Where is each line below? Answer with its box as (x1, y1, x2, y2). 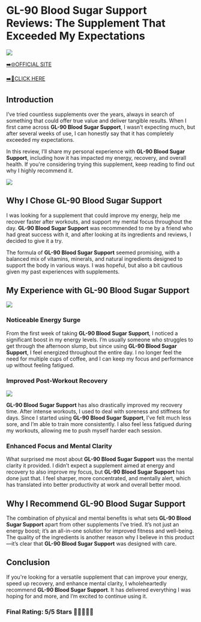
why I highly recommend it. (6, 166, 73, 174)
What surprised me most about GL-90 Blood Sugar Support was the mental (6, 456, 194, 463)
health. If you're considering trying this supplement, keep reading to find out (6, 160, 195, 168)
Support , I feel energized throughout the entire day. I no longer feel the (6, 349, 182, 356)
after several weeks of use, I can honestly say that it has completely (6, 130, 174, 137)
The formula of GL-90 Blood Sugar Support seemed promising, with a (6, 249, 180, 256)
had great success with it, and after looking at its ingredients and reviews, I (6, 231, 191, 238)
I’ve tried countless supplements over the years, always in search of (6, 111, 175, 118)
